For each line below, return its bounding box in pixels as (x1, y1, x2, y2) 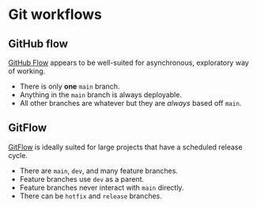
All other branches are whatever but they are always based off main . (19, 99, 242, 107)
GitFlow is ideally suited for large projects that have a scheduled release (8, 142, 243, 152)
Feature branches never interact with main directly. (19, 183, 184, 192)
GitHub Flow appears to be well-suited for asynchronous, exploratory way (8, 58, 249, 67)
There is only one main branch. (19, 81, 120, 91)
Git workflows (8, 6, 103, 24)
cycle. (8, 150, 28, 160)
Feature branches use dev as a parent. (19, 174, 145, 183)
